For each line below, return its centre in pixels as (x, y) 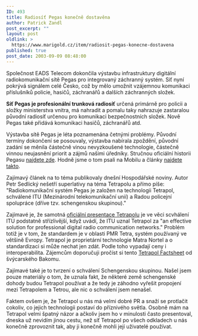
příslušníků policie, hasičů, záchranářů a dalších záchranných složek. (91, 92)
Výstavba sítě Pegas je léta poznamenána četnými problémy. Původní (91, 134)
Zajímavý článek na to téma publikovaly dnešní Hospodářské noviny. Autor (97, 177)
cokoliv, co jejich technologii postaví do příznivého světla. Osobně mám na (98, 307)
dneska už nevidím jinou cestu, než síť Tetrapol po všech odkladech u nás (97, 320)
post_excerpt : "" (28, 28)
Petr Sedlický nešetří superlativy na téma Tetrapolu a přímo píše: (85, 184)
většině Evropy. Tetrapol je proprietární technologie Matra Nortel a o (89, 240)
